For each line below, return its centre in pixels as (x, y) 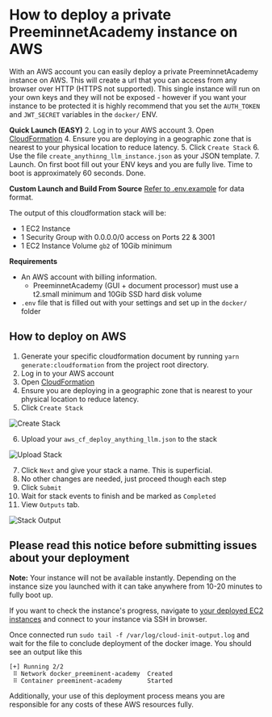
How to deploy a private (90, 15)
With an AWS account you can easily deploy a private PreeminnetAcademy (134, 71)
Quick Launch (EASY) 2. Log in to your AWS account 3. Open (112, 130)
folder (31, 311)
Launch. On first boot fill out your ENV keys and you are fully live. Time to (131, 164)
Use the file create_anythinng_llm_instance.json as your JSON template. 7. (135, 156)
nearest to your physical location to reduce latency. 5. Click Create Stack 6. (134, 147)
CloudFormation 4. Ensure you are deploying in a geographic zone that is (131, 138)
